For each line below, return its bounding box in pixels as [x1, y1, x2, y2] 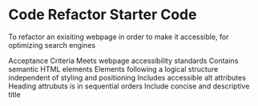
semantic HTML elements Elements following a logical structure [8, 64, 219, 73]
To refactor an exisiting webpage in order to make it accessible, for [8, 32, 230, 41]
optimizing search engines [8, 40, 96, 49]
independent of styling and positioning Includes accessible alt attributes [8, 73, 247, 82]
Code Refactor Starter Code [8, 6, 197, 24]
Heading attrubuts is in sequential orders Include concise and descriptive [8, 81, 250, 91]
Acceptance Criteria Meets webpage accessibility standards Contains [8, 56, 239, 65]
